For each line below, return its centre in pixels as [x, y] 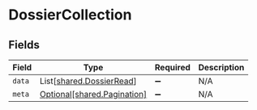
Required [172, 68]
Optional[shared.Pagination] [93, 94]
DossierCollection [70, 15]
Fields [24, 45]
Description [221, 68]
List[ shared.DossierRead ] [88, 81]
